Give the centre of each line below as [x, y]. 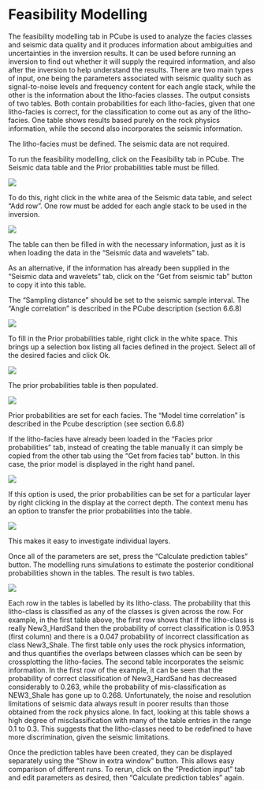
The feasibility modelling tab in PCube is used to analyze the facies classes [130, 36]
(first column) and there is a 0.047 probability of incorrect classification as [129, 636]
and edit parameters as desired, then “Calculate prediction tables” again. [126, 777]
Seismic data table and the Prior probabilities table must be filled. [114, 167]
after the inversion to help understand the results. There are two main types [131, 69]
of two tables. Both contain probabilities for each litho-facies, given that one [132, 103]
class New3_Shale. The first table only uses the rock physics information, [127, 645]
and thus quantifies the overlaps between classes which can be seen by [125, 653]
